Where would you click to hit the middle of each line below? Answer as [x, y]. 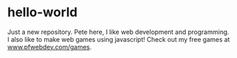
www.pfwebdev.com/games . [50, 47]
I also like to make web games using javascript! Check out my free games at [118, 39]
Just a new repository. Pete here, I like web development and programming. [118, 32]
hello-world [43, 12]
